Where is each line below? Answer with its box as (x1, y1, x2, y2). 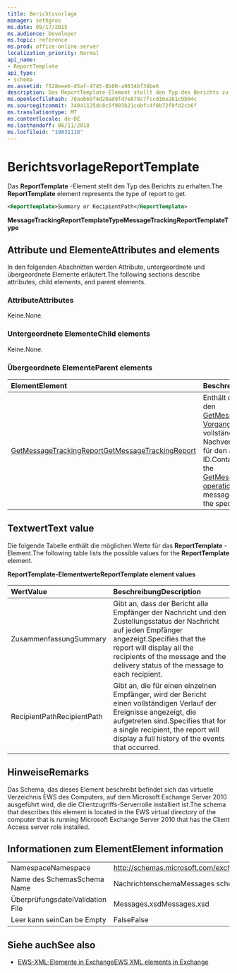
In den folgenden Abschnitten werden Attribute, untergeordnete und (7, 262, 205, 271)
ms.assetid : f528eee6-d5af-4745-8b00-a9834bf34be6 (7, 83, 159, 90)
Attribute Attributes (7, 295, 74, 305)
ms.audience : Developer (7, 30, 78, 37)
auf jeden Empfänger (113, 625, 183, 635)
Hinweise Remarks (7, 766, 90, 778)
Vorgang (202, 419, 231, 429)
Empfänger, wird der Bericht (113, 689, 207, 699)
